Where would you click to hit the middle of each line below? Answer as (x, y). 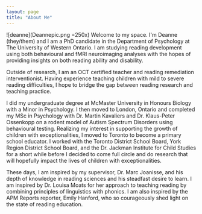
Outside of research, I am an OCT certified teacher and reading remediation (100, 72)
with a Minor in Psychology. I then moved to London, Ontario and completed (101, 109)
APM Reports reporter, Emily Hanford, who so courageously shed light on (97, 198)
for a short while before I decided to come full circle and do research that (97, 154)
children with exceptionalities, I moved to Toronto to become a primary (94, 135)
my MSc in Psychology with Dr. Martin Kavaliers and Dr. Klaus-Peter (91, 116)
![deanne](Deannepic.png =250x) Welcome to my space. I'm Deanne (92, 34)
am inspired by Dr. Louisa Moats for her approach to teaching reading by (96, 185)
